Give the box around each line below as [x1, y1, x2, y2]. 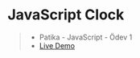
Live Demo [39, 40, 76, 50]
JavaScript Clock [7, 6, 125, 24]
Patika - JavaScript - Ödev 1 [39, 32, 133, 42]
